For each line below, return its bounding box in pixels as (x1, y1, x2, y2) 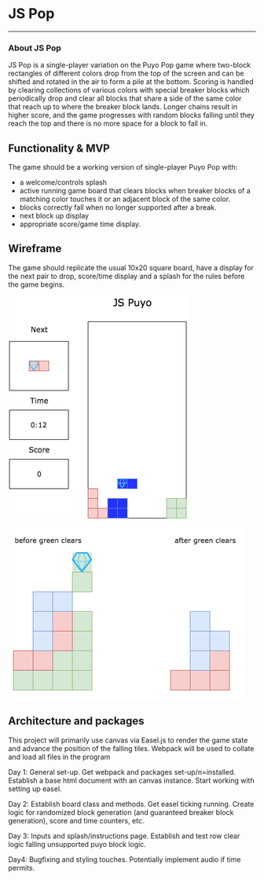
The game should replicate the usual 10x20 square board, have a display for (8, 262, 254, 272)
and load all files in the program (8, 752, 111, 761)
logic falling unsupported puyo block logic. (8, 839, 147, 849)
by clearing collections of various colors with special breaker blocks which (8, 86, 250, 95)
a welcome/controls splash (19, 178, 108, 187)
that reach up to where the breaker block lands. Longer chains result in (8, 102, 238, 112)
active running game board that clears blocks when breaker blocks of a (19, 186, 251, 196)
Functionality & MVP (8, 141, 110, 155)
